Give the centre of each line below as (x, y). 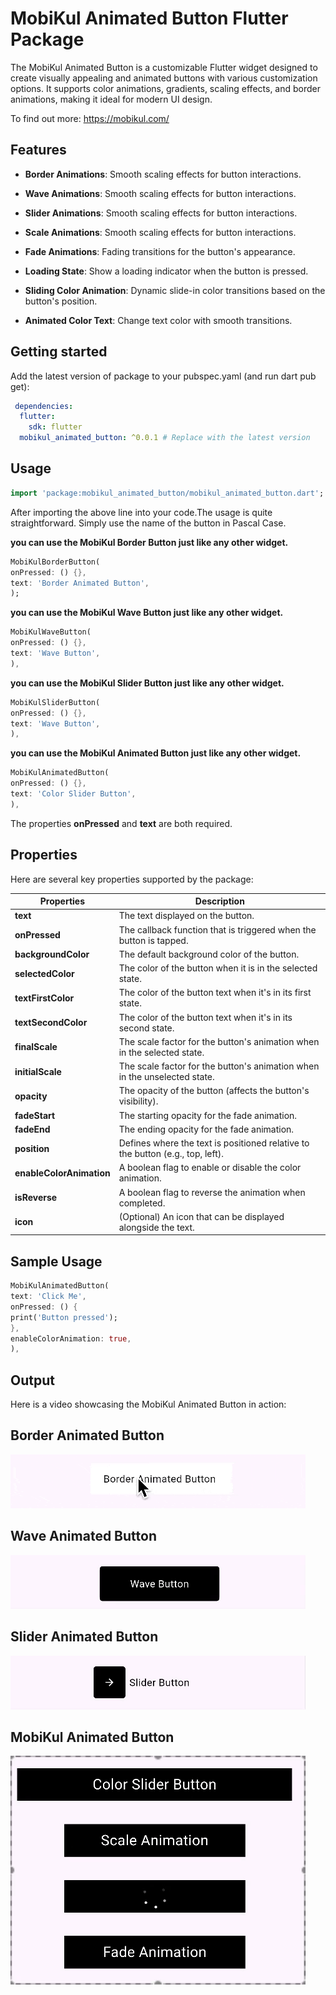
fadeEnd (32, 1129)
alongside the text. (156, 1227)
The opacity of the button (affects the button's (214, 1091)
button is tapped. (153, 940)
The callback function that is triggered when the (217, 929)
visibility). (138, 1101)
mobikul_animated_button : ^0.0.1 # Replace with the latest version (165, 438)
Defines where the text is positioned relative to (214, 1143)
